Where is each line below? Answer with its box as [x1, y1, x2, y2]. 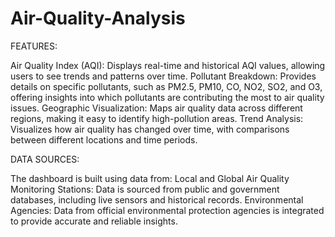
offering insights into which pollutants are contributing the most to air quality [10, 91, 325, 103]
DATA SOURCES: [10, 153, 80, 165]
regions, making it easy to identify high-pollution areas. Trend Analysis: [10, 112, 304, 124]
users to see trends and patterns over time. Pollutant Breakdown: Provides [10, 70, 317, 82]
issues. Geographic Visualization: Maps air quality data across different [10, 102, 303, 114]
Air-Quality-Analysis [10, 7, 186, 30]
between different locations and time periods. [10, 133, 198, 146]
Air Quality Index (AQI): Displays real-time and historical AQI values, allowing [10, 59, 326, 71]
